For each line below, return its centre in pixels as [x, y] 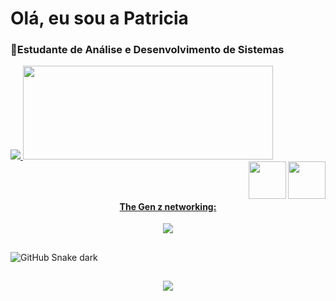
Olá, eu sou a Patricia [99, 18]
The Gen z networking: [168, 206]
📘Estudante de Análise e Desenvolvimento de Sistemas [147, 50]
